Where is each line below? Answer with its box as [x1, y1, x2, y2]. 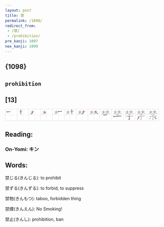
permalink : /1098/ [5, 18, 42, 23]
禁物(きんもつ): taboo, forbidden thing [5, 195, 82, 201]
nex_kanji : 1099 [5, 44, 38, 49]
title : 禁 [5, 13, 24, 18]
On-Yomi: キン [5, 146, 39, 153]
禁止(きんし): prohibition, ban [5, 216, 64, 222]
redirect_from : [5, 23, 36, 28]
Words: [5, 161, 28, 169]
